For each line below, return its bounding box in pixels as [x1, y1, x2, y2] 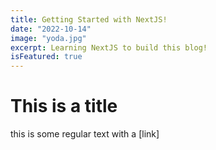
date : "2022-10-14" [10, 24, 92, 34]
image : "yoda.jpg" [10, 33, 87, 43]
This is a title [10, 95, 118, 118]
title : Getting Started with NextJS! [10, 14, 168, 25]
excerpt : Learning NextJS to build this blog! [10, 42, 208, 53]
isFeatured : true [10, 52, 83, 62]
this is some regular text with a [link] [10, 128, 160, 140]
